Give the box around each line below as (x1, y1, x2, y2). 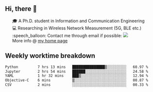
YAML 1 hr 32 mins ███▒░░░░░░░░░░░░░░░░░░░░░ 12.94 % (5, 73, 149, 79)
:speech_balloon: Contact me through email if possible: (12, 32, 122, 39)
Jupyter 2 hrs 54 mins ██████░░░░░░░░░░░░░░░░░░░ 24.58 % (5, 69, 149, 74)
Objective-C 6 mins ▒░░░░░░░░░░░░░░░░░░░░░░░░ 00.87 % (5, 78, 149, 83)
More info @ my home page (12, 38, 68, 43)
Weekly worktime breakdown (5, 52, 95, 60)
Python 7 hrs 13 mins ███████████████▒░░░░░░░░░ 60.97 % (5, 65, 149, 69)
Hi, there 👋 (5, 5, 37, 13)
